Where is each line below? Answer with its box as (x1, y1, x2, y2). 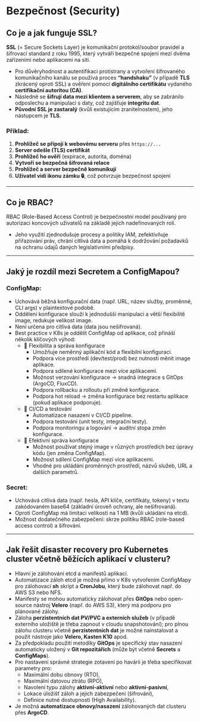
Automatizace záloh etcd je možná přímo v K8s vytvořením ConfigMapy (14, 576, 192, 583)
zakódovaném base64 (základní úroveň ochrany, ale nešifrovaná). (14, 503, 177, 510)
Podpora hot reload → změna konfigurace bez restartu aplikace (32, 393, 189, 400)
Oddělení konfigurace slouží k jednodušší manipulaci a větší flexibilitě (14, 310, 186, 318)
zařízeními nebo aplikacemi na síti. (6, 56, 91, 63)
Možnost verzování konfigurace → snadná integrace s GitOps (32, 373, 183, 381)
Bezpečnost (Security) (6, 4, 120, 18)
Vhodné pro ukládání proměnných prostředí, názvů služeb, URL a (32, 462, 192, 469)
